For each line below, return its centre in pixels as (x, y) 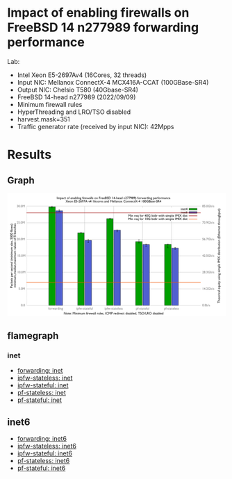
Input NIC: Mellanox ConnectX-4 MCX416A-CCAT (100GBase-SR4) (113, 82)
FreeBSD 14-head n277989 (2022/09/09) (76, 97)
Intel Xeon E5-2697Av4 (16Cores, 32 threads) (82, 75)
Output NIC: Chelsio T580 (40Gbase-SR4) (78, 90)
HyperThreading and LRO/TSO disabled (74, 112)
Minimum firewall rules (50, 104)
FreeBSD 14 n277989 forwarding (103, 27)
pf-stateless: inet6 (43, 460)
